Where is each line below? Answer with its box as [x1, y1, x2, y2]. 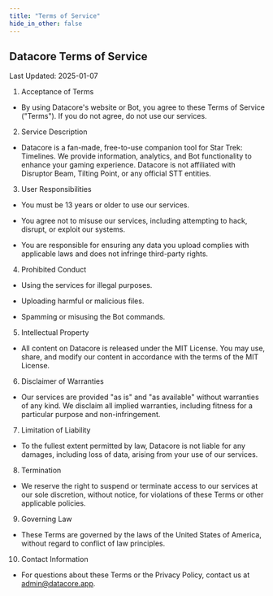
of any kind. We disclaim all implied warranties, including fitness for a [20, 401, 253, 411]
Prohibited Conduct [20, 265, 87, 275]
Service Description [20, 127, 88, 137]
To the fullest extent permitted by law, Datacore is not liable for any [20, 441, 246, 451]
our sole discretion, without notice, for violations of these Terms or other [20, 489, 264, 500]
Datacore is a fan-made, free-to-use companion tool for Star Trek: [20, 143, 243, 153]
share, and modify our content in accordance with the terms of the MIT [20, 352, 259, 362]
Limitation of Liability [20, 425, 91, 435]
